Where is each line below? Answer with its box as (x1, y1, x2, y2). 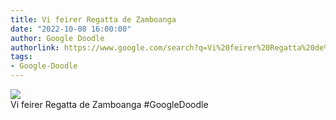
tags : (10, 52, 33, 62)
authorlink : (10, 42, 60, 53)
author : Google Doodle (10, 33, 105, 43)
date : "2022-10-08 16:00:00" (10, 24, 132, 34)
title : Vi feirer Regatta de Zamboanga (10, 14, 177, 25)
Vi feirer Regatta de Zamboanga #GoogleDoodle (10, 99, 209, 110)
